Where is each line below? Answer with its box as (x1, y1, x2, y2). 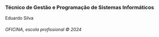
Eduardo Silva (5, 15, 34, 21)
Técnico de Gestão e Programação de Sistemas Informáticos (5, 4, 154, 11)
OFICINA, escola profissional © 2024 (5, 26, 82, 32)
